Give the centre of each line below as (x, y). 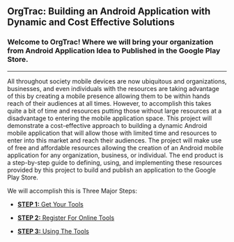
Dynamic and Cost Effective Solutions (91, 23)
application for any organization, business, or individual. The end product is (116, 155)
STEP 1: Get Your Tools (50, 204)
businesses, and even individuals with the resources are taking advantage (113, 88)
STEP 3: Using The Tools (53, 231)
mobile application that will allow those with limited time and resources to (112, 133)
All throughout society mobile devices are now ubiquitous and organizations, (117, 81)
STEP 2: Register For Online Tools (66, 218)
